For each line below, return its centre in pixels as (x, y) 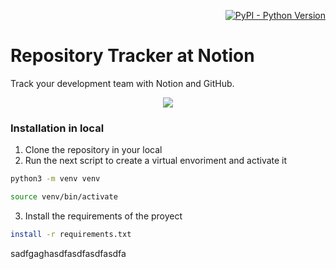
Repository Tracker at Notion (132, 56)
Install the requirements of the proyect (103, 216)
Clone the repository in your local (93, 150)
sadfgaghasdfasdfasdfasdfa (68, 253)
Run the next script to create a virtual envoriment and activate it (156, 161)
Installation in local (57, 128)
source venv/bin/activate (64, 197)
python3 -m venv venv (55, 179)
